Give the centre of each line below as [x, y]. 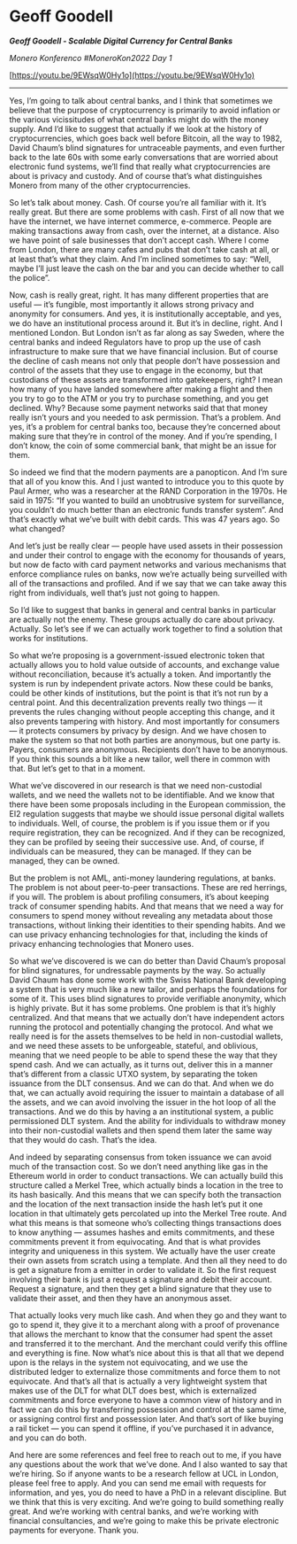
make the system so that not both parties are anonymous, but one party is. [145, 740]
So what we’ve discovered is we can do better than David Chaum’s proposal [147, 961]
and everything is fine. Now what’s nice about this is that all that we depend [147, 1353]
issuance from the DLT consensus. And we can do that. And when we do [141, 1083]
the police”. [30, 277]
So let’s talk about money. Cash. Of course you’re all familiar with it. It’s [138, 202]
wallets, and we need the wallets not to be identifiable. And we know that [142, 795]
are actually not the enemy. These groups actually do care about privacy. [142, 619]
